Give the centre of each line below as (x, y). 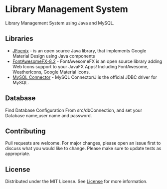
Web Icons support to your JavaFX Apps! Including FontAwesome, (80, 66)
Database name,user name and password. (49, 115)
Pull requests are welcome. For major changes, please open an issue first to (83, 143)
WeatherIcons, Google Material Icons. (51, 72)
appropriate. (18, 154)
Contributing (25, 131)
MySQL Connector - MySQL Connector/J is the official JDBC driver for (84, 77)
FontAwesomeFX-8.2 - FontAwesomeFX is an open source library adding (87, 61)
